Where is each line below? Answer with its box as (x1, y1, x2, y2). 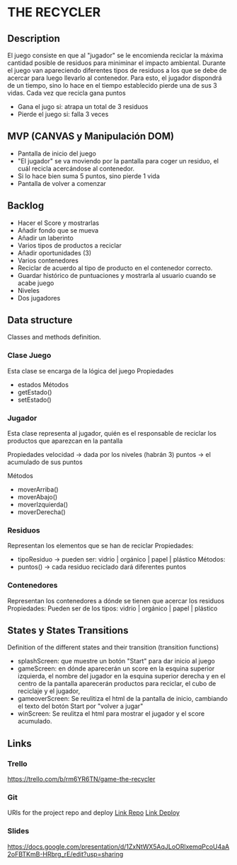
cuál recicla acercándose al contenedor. (17, 164, 135, 173)
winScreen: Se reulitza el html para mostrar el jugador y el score (17, 709, 205, 718)
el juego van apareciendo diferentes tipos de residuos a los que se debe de (7, 66, 227, 74)
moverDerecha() (17, 508, 66, 516)
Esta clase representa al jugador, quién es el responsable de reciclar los (7, 429, 217, 438)
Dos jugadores (17, 294, 61, 302)
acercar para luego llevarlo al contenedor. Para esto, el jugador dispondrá (7, 74, 222, 82)
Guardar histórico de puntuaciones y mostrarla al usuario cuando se (17, 271, 216, 279)
